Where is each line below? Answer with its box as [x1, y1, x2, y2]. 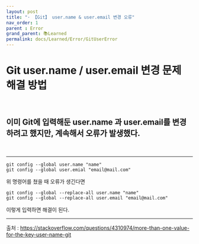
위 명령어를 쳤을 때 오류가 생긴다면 [6, 178, 85, 185]
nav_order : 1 [6, 20, 38, 26]
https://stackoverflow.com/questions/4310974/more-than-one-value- [20, 224, 190, 232]
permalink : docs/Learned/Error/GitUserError [6, 36, 118, 42]
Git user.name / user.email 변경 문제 [6, 64, 182, 77]
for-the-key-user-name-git [6, 231, 72, 238]
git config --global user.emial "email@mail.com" [6, 167, 131, 173]
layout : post [6, 8, 38, 15]
